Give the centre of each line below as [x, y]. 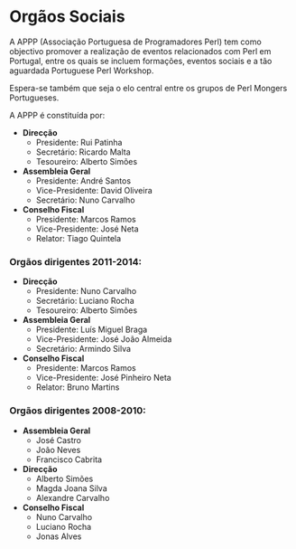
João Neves [58, 450]
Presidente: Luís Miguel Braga [92, 330]
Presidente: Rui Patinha [79, 142]
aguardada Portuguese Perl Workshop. [82, 71]
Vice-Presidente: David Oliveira [94, 190]
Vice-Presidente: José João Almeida [104, 339]
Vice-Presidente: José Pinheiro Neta [103, 378]
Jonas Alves [59, 536]
